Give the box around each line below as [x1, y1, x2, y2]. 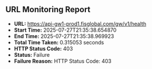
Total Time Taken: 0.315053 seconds [13, 39, 105, 46]
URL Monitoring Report [5, 5, 91, 15]
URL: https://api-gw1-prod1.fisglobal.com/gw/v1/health [13, 20, 147, 27]
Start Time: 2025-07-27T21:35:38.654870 [13, 26, 117, 33]
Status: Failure [13, 51, 50, 58]
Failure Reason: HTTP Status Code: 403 [13, 57, 112, 64]
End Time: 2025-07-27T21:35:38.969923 [13, 32, 115, 40]
